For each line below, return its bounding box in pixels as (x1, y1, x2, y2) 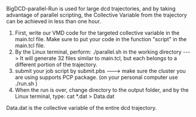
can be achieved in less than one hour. (6, 18, 102, 24)
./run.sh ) (14, 80, 38, 87)
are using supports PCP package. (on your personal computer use (14, 74, 178, 81)
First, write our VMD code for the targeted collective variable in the (14, 29, 180, 36)
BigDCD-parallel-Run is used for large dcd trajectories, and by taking (6, 5, 176, 12)
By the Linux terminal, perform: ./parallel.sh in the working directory (14, 48, 182, 56)
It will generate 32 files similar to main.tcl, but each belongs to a (20, 55, 177, 61)
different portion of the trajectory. (14, 61, 97, 68)
